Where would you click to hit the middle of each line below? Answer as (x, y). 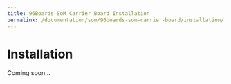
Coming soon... (29, 73)
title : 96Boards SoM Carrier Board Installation (78, 13)
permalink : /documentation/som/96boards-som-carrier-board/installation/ (116, 20)
